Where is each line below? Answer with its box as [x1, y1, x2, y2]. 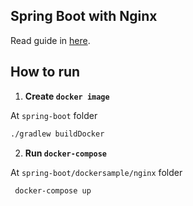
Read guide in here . [10, 34, 91, 46]
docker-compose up [14, 185, 92, 196]
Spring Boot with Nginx [10, 8, 158, 25]
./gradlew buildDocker [10, 129, 105, 139]
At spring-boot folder [10, 109, 98, 121]
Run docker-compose [24, 147, 107, 159]
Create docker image [24, 90, 110, 102]
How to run [10, 64, 81, 81]
